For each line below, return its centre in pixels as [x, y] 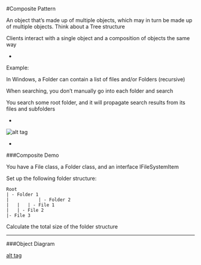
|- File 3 [19, 215]
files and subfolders [31, 109]
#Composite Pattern [31, 9]
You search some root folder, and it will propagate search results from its [96, 102]
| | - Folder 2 [38, 200]
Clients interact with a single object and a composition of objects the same [98, 38]
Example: [18, 68]
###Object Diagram [31, 244]
